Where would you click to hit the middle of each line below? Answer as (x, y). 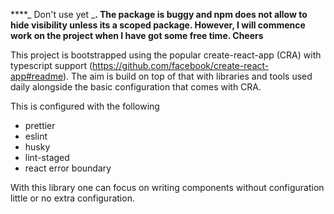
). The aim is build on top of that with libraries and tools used (187, 76)
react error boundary (68, 168)
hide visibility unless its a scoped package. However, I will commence (158, 25)
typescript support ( (51, 65)
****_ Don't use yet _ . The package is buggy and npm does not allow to (159, 14)
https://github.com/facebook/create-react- (181, 65)
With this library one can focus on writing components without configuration (167, 187)
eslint (36, 136)
